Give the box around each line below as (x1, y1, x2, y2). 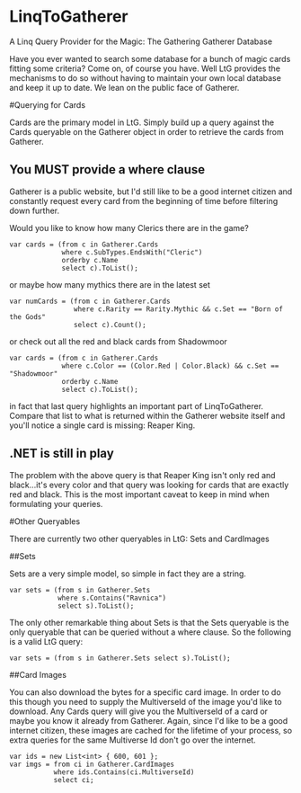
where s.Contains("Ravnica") (57, 593, 167, 602)
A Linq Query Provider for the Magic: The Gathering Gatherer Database (9, 36, 272, 47)
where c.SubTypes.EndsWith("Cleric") (61, 247, 203, 257)
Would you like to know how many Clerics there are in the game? (9, 222, 249, 233)
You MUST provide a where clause (9, 162, 205, 177)
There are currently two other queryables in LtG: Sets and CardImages (9, 533, 270, 544)
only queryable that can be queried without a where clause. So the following (9, 627, 292, 637)
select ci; (53, 775, 94, 784)
